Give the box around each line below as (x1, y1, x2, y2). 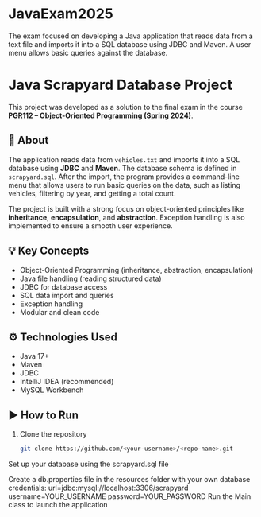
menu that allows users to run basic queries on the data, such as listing (8, 180, 240, 189)
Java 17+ (19, 352, 49, 361)
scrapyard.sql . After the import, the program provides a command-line (8, 172, 240, 181)
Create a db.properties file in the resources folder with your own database (8, 475, 251, 484)
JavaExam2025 (8, 5, 113, 23)
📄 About (8, 134, 49, 147)
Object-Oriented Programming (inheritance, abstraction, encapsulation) (19, 265, 254, 274)
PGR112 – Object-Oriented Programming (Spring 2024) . (8, 111, 194, 120)
